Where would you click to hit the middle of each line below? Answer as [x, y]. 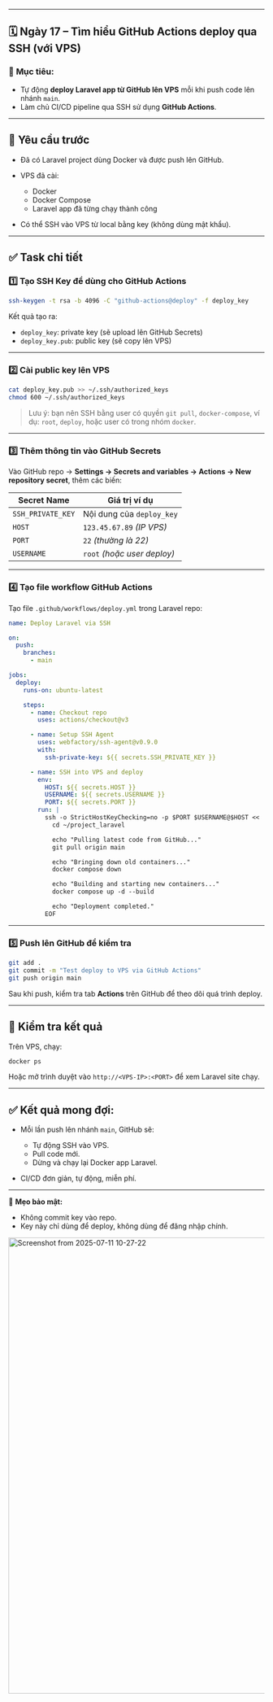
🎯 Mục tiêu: [31, 72]
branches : [40, 653]
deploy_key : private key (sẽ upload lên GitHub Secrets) [111, 332]
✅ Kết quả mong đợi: [61, 1110]
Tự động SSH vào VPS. [71, 1146]
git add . [25, 963]
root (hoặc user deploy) [129, 554]
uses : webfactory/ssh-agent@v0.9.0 [98, 742]
